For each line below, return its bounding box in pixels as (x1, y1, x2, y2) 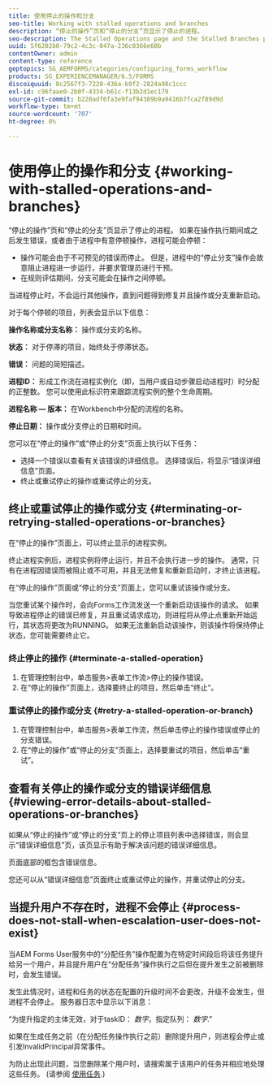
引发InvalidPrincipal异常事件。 (8, 1041, 110, 1051)
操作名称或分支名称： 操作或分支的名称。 (8, 324, 146, 334)
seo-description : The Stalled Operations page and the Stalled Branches (8, 34, 260, 43)
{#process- (181, 901, 241, 915)
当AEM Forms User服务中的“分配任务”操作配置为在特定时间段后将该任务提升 (8, 949, 264, 958)
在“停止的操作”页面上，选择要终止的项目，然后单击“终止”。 (19, 682, 219, 692)
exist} (8, 927, 39, 941)
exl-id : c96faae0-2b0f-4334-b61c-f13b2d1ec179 (8, 87, 169, 96)
